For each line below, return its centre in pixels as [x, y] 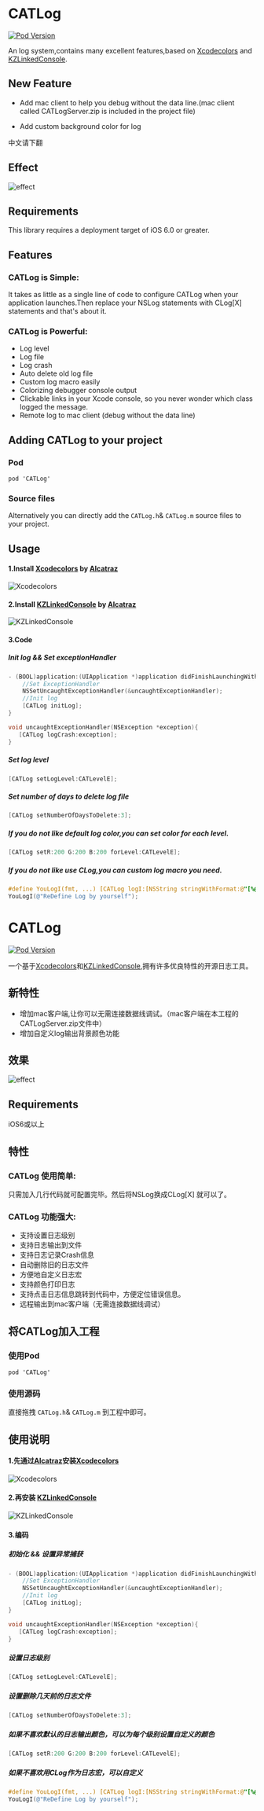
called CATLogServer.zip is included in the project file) [108, 111]
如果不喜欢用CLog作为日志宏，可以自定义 [75, 1772]
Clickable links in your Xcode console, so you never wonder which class [136, 399]
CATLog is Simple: [44, 277]
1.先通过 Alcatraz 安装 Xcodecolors [64, 1461]
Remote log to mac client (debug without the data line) [107, 415]
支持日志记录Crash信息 [57, 1255]
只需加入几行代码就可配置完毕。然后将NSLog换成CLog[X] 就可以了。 [120, 1194]
